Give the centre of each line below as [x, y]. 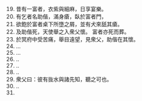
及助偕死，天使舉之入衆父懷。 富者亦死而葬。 [73, 32]
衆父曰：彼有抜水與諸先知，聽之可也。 [64, 79]
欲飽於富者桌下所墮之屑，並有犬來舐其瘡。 [69, 24]
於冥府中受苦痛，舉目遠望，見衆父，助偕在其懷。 [77, 39]
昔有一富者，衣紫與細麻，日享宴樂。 [61, 9]
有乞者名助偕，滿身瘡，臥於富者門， [61, 16]
